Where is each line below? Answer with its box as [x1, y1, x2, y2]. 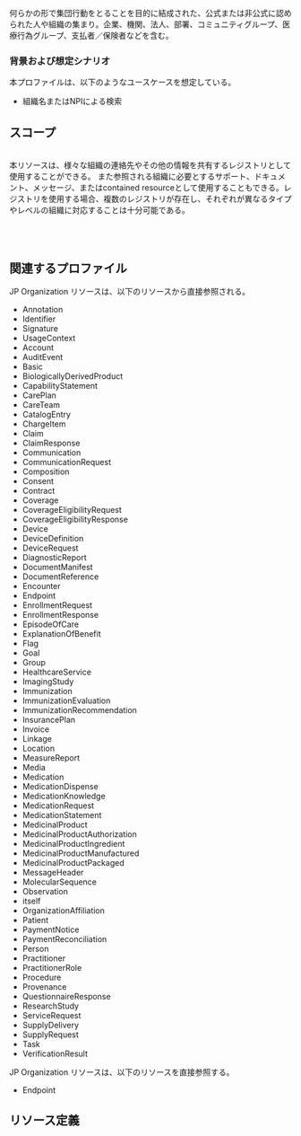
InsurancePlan [21, 714, 76, 725]
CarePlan [21, 390, 56, 401]
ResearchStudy [21, 1000, 79, 1011]
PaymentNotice [21, 924, 80, 935]
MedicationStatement [21, 809, 102, 820]
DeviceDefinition [21, 533, 84, 543]
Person [21, 943, 49, 954]
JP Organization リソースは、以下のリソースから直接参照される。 [9, 286, 251, 296]
